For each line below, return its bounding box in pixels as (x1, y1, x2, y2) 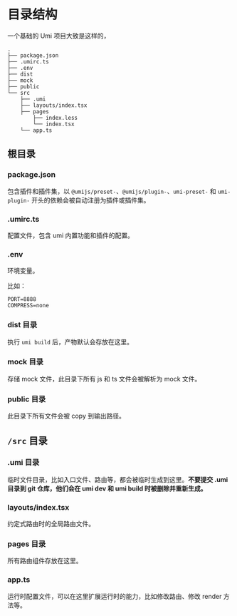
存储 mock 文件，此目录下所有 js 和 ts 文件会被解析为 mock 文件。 (7, 374, 201, 383)
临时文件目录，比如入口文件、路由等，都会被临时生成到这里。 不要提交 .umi (7, 475, 228, 483)
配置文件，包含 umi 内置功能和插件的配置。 (7, 231, 134, 240)
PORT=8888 (7, 296, 37, 303)
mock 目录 (7, 357, 44, 367)
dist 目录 (7, 320, 38, 330)
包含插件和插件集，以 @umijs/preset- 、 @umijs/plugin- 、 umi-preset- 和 (7, 187, 217, 195)
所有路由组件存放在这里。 (7, 557, 83, 565)
